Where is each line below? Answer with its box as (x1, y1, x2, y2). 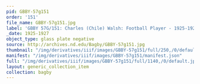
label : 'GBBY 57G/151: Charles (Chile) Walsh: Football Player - (6, 25, 171, 31)
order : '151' (6, 14, 39, 20)
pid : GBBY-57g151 (6, 8, 49, 15)
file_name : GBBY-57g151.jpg (6, 20, 76, 25)
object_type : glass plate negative (6, 36, 95, 42)
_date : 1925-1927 (6, 31, 49, 37)
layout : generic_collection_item (6, 63, 89, 70)
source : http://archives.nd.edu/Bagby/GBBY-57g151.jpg (6, 42, 145, 48)
